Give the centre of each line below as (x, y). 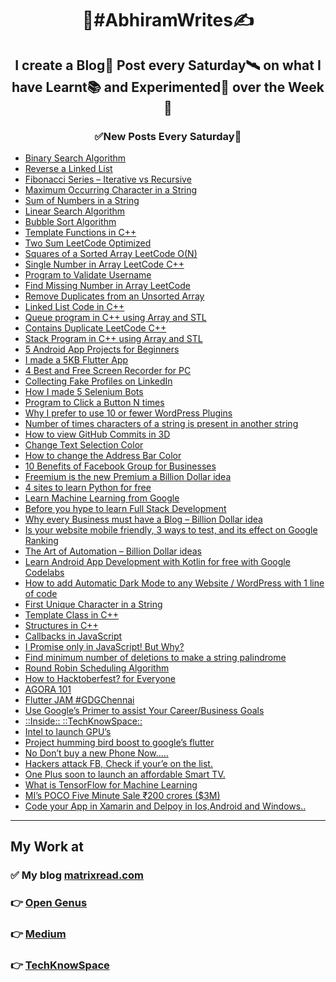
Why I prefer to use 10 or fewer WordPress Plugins (128, 413)
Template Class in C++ (72, 614)
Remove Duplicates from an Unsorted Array (114, 296)
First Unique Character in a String (93, 604)
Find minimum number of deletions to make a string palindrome (155, 657)
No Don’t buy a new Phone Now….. (96, 753)
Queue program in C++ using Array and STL (115, 317)
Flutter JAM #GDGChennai (79, 699)
